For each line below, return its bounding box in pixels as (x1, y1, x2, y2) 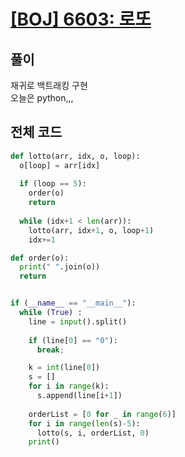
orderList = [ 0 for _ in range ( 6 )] (28, 409, 177, 419)
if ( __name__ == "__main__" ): (10, 298, 137, 309)
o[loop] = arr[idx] (19, 160, 101, 170)
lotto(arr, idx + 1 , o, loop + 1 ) (28, 225, 155, 235)
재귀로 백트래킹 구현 (10, 80, 88, 91)
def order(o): (10, 253, 70, 263)
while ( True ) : (19, 308, 83, 318)
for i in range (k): (28, 381, 110, 392)
